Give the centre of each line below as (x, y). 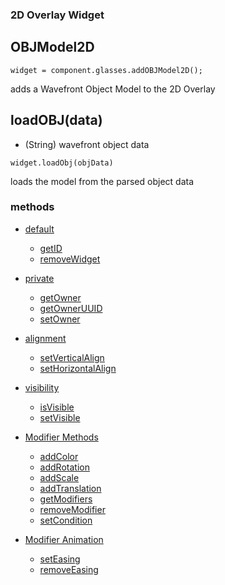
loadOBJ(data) (56, 120)
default (39, 229)
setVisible (60, 417)
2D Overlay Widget (57, 15)
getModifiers (66, 499)
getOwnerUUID (71, 308)
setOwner (60, 319)
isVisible (57, 407)
